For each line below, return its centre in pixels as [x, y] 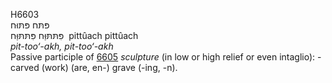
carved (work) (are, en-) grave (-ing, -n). [94, 67]
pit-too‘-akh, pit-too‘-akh [62, 46]
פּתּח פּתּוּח [30, 25]
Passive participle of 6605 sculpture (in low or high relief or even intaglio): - [166, 57]
